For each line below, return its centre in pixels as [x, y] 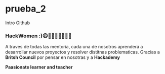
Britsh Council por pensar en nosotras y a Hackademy [63, 57]
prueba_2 [26, 9]
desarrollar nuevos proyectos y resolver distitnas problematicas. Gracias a [83, 52]
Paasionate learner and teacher [39, 67]
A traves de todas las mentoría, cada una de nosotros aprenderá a [74, 47]
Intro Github [18, 23]
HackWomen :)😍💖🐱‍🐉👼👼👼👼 [38, 36]
